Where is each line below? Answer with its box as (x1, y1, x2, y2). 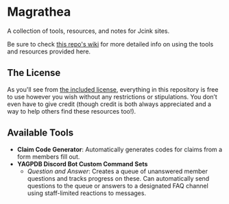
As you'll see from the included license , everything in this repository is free (7, 85, 219, 93)
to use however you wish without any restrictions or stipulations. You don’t (7, 92, 217, 101)
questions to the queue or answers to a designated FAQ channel (27, 181, 209, 190)
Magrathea (7, 4, 71, 20)
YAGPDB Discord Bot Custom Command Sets (16, 160, 148, 168)
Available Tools (7, 127, 74, 139)
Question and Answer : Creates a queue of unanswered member (27, 167, 208, 175)
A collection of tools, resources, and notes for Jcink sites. (7, 27, 170, 35)
